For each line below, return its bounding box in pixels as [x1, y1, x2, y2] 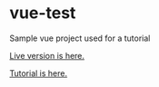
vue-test [9, 3, 76, 24]
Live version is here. [9, 50, 84, 61]
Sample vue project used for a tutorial [9, 33, 151, 43]
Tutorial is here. [9, 67, 68, 79]
